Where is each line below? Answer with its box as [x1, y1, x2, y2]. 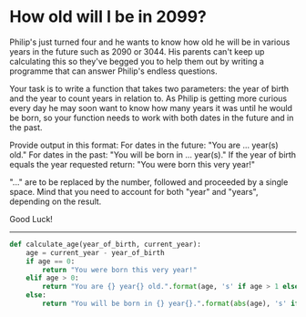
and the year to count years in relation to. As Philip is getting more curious [9, 93, 288, 104]
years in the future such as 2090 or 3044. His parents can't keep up [9, 46, 265, 56]
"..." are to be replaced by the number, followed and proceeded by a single [9, 176, 289, 188]
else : [25, 291, 47, 300]
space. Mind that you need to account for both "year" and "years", [9, 186, 259, 197]
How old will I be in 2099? [9, 6, 208, 27]
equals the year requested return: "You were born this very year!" [9, 158, 255, 169]
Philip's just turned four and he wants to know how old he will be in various [9, 36, 291, 47]
